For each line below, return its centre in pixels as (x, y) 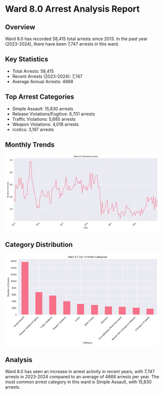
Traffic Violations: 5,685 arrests (44, 119)
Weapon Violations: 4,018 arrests (46, 124)
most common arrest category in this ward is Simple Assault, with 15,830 (78, 382)
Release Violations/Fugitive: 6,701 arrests (54, 114)
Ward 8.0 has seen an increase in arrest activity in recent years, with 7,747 (80, 372)
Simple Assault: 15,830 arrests (43, 109)
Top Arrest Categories (40, 97)
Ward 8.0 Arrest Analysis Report (72, 9)
